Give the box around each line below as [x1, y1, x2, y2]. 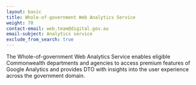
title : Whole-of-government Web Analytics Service [6, 14, 136, 20]
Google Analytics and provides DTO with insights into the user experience [6, 66, 189, 72]
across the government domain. [6, 72, 85, 79]
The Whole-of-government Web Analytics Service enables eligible [6, 53, 171, 60]
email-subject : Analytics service [6, 31, 93, 37]
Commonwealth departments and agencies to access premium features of [6, 59, 191, 66]
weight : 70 [6, 20, 34, 26]
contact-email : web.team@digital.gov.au [6, 25, 109, 32]
